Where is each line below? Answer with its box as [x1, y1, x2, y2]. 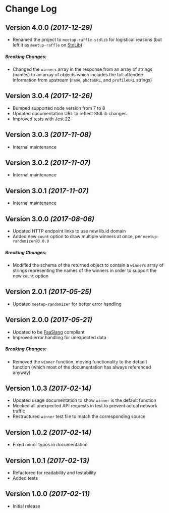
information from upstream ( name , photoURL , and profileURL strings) [12, 77, 152, 83]
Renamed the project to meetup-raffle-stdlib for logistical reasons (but [12, 36, 162, 42]
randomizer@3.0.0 [12, 239, 49, 244]
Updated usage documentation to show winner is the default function [12, 397, 156, 403]
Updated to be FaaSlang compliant [12, 329, 85, 335]
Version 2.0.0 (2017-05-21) [5, 315, 92, 324]
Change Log [5, 3, 57, 15]
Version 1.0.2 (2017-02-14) [5, 428, 92, 437]
